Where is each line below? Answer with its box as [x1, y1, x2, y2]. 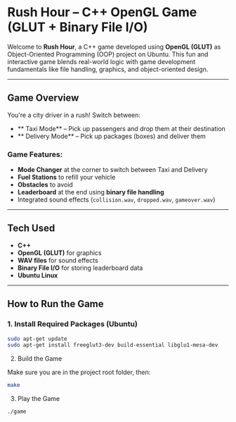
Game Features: [7, 149, 63, 159]
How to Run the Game [7, 298, 104, 310]
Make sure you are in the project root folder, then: [7, 368, 151, 377]
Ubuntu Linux [17, 271, 58, 279]
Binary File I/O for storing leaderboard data [17, 263, 143, 272]
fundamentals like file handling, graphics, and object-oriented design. [7, 65, 209, 73]
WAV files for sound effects [17, 256, 98, 264]
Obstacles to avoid [17, 180, 74, 189]
